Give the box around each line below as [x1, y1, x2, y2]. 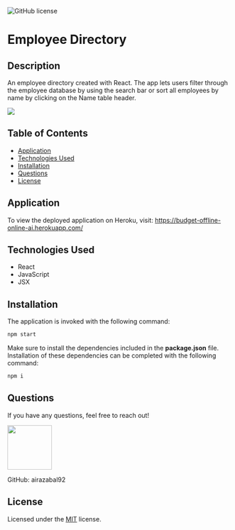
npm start [7, 331, 37, 338]
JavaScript [17, 270, 50, 279]
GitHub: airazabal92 [7, 475, 66, 484]
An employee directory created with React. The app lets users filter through [7, 79, 229, 87]
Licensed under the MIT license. [7, 514, 102, 523]
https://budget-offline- [155, 216, 222, 224]
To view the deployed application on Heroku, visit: [7, 216, 154, 224]
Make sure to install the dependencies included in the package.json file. [7, 344, 219, 353]
